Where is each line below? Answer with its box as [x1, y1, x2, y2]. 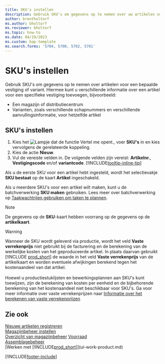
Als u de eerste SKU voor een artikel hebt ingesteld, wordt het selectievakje [5, 169, 158, 175]
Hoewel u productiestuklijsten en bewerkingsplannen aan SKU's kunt [5, 275, 145, 281]
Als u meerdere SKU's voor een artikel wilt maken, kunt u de [5, 184, 127, 190]
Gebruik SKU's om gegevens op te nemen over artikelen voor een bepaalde [5, 81, 158, 87]
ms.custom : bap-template [5, 39, 56, 44]
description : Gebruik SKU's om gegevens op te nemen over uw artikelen [5, 12, 155, 17]
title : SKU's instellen [5, 7, 54, 12]
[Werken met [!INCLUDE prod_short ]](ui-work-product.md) [5, 344, 123, 350]
